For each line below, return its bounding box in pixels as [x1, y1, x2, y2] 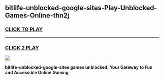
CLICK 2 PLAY [5, 44, 39, 51]
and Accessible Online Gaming [5, 69, 69, 75]
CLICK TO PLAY [5, 26, 43, 33]
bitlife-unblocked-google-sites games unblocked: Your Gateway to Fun [5, 64, 153, 70]
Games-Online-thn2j [5, 12, 70, 20]
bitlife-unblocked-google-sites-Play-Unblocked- [5, 4, 157, 12]
